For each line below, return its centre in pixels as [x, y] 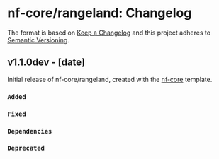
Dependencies [30, 131]
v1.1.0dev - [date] [46, 63]
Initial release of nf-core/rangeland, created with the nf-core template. [110, 79]
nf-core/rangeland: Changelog [100, 13]
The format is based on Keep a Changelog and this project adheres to [109, 33]
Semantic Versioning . [38, 40]
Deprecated [26, 148]
